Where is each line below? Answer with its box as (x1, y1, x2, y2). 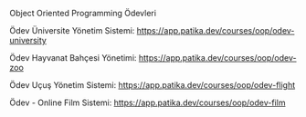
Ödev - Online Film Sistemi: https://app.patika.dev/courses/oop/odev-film (9, 97, 286, 108)
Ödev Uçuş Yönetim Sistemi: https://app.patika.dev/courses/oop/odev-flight (9, 80, 296, 90)
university (9, 35, 47, 45)
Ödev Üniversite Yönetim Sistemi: (9, 25, 135, 35)
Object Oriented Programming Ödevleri (9, 8, 157, 18)
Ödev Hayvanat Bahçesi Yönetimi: (9, 53, 137, 63)
